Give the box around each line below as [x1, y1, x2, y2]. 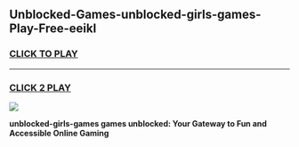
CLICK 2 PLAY [9, 81, 71, 94]
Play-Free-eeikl [9, 21, 97, 37]
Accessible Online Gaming [9, 127, 109, 138]
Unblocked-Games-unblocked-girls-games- [9, 7, 262, 22]
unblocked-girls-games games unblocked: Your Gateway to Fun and [9, 118, 267, 128]
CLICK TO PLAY [9, 48, 78, 61]
